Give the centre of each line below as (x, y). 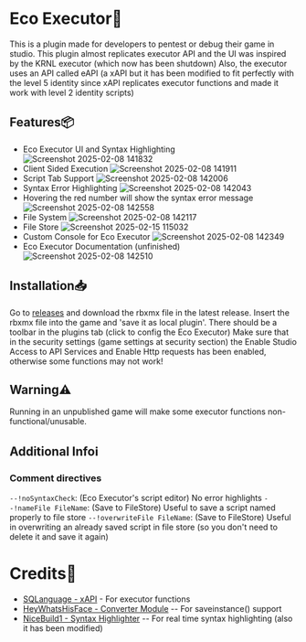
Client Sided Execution (65, 168)
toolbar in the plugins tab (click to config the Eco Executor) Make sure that (149, 332)
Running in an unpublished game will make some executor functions (138, 412)
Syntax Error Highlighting (70, 187)
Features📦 (42, 123)
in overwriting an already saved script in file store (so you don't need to (144, 527)
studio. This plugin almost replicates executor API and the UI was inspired (148, 53)
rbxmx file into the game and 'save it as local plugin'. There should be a (143, 322)
